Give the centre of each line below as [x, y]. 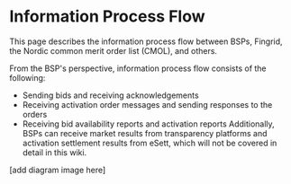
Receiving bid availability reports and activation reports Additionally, [148, 124]
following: [27, 77]
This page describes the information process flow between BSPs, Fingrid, [146, 41]
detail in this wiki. [55, 152]
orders [35, 114]
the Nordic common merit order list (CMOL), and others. [114, 50]
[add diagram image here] [58, 170]
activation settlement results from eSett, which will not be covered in [150, 143]
